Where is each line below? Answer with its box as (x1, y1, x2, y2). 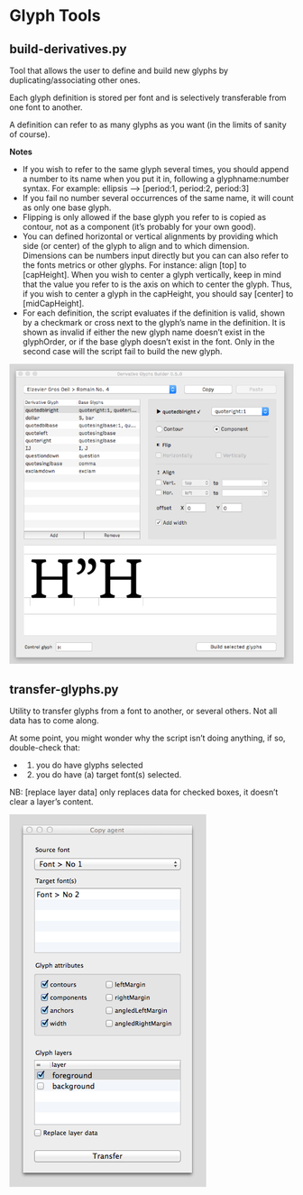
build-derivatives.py (9, 41, 127, 57)
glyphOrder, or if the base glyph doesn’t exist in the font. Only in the (22, 336, 275, 347)
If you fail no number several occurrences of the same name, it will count (22, 193, 295, 203)
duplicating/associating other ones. (9, 75, 141, 86)
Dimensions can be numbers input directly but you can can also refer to (22, 250, 289, 261)
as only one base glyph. (22, 202, 112, 213)
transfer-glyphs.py (9, 682, 119, 697)
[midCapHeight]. (22, 299, 85, 308)
